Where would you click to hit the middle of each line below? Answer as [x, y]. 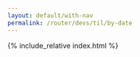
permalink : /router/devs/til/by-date [70, 23]
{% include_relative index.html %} [63, 45]
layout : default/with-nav [50, 15]
